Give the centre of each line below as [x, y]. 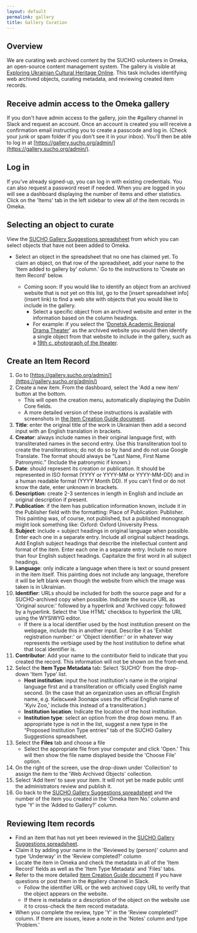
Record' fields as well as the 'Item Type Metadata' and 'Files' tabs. [95, 869]
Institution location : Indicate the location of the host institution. [101, 712]
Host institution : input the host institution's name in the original [101, 680]
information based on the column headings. [85, 318]
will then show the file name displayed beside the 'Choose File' [100, 755]
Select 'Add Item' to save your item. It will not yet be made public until [99, 780]
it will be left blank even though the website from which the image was [100, 581]
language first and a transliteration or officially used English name [103, 687]
